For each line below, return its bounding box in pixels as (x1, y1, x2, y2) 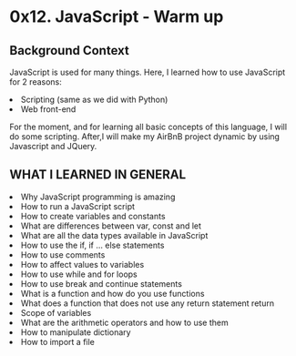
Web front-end (21, 104, 77, 115)
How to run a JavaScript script (21, 200, 135, 211)
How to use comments (21, 249, 106, 260)
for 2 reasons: (9, 76, 62, 87)
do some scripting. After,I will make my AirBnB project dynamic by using (9, 131, 281, 142)
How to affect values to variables (21, 259, 145, 270)
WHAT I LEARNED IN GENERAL (9, 167, 187, 183)
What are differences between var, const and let (21, 220, 202, 231)
